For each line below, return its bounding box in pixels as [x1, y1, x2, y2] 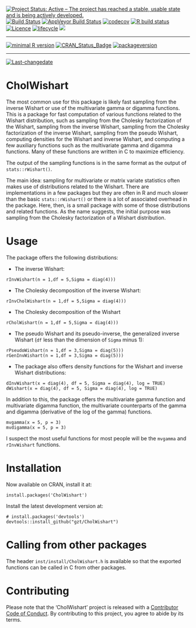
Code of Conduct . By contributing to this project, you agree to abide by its [6, 610, 184, 617]
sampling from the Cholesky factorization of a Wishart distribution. [6, 214, 166, 221]
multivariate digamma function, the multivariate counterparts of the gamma [6, 402, 187, 409]
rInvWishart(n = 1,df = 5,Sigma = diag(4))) [6, 277, 116, 282]
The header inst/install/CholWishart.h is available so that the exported [6, 557, 181, 564]
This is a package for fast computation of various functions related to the [6, 111, 182, 118]
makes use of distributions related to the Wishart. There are [6, 183, 149, 190]
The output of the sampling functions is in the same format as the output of [6, 159, 187, 166]
